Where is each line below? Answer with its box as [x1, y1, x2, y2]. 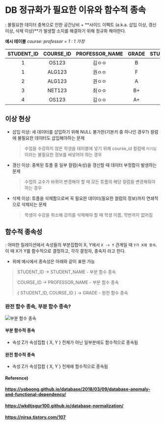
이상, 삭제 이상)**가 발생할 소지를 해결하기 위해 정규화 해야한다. [5, 28, 126, 33]
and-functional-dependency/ [5, 392, 66, 397]
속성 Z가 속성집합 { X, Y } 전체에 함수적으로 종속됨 [12, 363, 108, 369]
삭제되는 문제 [21, 201, 47, 207]
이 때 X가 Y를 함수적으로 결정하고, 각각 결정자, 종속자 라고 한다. [5, 248, 126, 254]
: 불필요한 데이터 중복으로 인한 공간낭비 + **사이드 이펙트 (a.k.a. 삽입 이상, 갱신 [5, 22, 157, 28]
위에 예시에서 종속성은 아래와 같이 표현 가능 [12, 258, 95, 264]
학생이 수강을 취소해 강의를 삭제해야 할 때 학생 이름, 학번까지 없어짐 [24, 212, 153, 218]
